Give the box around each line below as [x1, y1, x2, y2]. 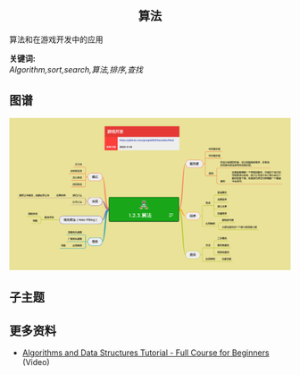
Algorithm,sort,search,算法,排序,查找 [9, 64, 144, 74]
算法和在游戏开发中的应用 [9, 34, 104, 45]
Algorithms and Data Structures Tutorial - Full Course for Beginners [21, 347, 270, 358]
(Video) [21, 357, 51, 367]
